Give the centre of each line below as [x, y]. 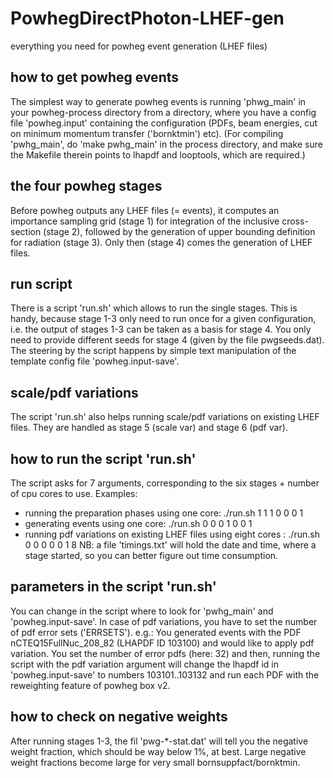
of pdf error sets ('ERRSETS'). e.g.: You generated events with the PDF [156, 632]
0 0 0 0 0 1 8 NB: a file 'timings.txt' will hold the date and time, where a [170, 545]
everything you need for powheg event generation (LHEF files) [139, 46]
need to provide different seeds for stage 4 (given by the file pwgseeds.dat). [167, 340]
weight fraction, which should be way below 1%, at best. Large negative [158, 751]
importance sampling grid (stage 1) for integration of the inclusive [145, 221]
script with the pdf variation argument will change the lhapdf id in [144, 664]
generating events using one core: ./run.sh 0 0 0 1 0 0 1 [138, 523]
